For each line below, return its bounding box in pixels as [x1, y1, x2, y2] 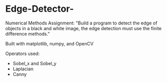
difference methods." [5, 31, 50, 37]
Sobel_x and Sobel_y [12, 60, 57, 66]
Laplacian [12, 66, 33, 72]
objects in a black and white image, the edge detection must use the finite [5, 25, 162, 31]
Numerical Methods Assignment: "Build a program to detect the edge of [5, 20, 158, 26]
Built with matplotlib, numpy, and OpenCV [5, 40, 94, 46]
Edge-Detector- [5, 3, 74, 15]
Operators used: [5, 50, 40, 57]
